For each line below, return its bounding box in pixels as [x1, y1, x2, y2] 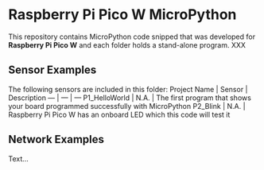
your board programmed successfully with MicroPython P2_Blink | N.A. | [8, 101, 246, 110]
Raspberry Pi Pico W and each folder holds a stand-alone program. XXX [8, 40, 247, 49]
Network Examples [8, 133, 105, 146]
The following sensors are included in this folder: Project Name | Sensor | [8, 84, 248, 94]
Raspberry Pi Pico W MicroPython [8, 6, 237, 24]
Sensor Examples [8, 64, 97, 77]
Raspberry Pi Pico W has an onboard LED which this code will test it [8, 110, 231, 119]
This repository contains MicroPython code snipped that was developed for [8, 32, 256, 41]
